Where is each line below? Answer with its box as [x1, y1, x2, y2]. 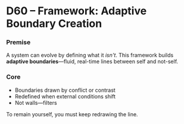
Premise [6, 38, 31, 46]
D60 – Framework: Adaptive [6, 4, 147, 18]
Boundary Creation [6, 17, 102, 30]
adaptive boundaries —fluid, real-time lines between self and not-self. [6, 58, 179, 65]
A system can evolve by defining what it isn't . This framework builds [6, 52, 174, 59]
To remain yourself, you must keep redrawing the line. [6, 110, 138, 117]
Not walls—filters [14, 99, 58, 106]
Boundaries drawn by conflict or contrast [14, 86, 116, 94]
